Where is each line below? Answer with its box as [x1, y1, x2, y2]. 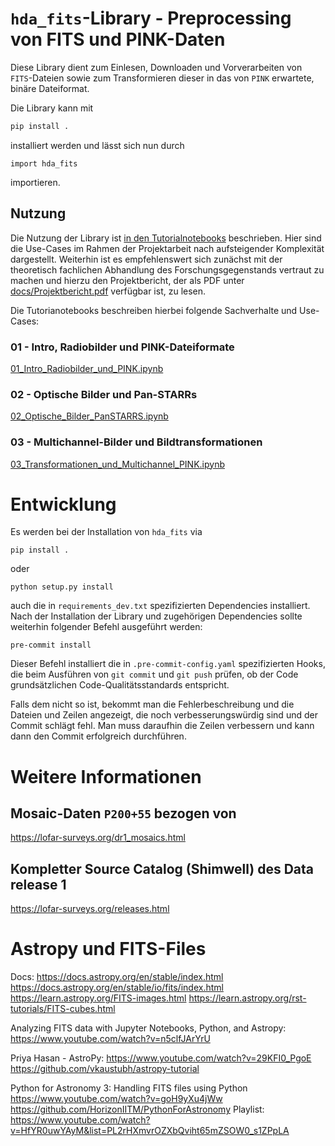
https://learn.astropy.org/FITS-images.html [10, 992, 187, 1004]
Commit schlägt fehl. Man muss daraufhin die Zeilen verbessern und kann [10, 720, 315, 732]
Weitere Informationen [10, 765, 202, 788]
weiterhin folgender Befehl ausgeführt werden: [10, 621, 203, 633]
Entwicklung [10, 493, 117, 516]
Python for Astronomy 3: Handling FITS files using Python [10, 1082, 248, 1094]
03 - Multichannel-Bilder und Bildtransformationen [10, 435, 263, 449]
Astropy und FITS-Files [10, 938, 207, 961]
